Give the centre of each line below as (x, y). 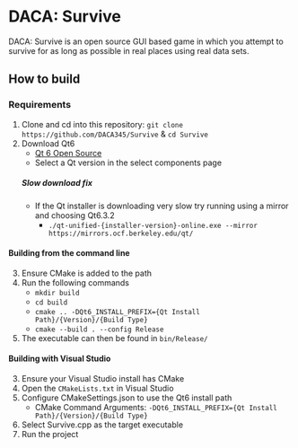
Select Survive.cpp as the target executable (102, 425)
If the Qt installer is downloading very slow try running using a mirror (162, 206)
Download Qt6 (48, 143)
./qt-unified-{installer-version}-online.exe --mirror (153, 225)
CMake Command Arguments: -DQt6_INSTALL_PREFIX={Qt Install (156, 407)
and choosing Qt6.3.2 (74, 215)
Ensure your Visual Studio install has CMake (103, 378)
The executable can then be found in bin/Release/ (114, 338)
